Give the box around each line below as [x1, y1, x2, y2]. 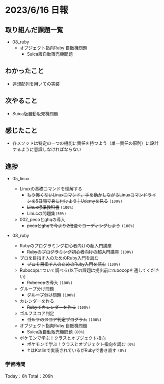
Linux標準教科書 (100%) [27, 204, 74, 210]
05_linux [12, 176, 29, 182]
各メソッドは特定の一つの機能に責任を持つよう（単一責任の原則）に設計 [12, 140, 159, 146]
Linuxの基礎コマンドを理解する [19, 186, 82, 192]
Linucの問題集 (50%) [27, 210, 67, 217]
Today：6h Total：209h [5, 373, 53, 379]
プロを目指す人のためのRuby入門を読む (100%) [27, 261, 121, 267]
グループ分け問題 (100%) [27, 292, 76, 298]
